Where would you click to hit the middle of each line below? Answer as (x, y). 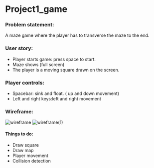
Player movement (30, 156)
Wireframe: (19, 112)
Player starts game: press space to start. (54, 59)
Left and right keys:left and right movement (57, 99)
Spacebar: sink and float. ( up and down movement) (66, 93)
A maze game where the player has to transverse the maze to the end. (77, 35)
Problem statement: (30, 25)
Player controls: (25, 83)
